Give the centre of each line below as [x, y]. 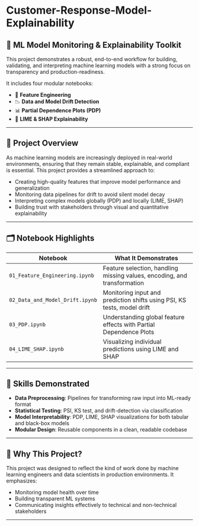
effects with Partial [129, 325]
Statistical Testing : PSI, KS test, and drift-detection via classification [98, 411]
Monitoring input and [132, 292]
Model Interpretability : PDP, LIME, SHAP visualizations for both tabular [102, 417]
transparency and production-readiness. [55, 72]
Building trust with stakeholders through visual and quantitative [92, 207]
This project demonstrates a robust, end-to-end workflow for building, [92, 59]
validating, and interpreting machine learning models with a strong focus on [98, 65]
